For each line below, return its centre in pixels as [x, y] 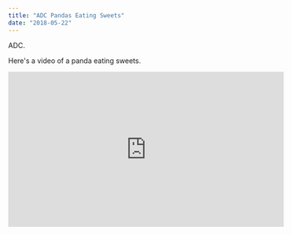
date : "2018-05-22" [40, 23]
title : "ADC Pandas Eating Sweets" [67, 15]
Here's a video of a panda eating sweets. [75, 61]
